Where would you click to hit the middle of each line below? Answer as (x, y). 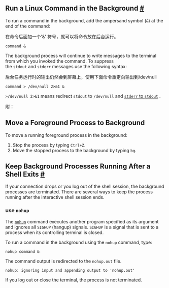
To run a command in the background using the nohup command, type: (79, 242)
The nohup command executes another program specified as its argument (82, 221)
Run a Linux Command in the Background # (75, 8)
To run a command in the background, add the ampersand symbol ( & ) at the (84, 20)
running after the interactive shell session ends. (55, 197)
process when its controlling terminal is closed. (55, 232)
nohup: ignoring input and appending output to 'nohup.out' (70, 270)
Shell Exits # (25, 174)
